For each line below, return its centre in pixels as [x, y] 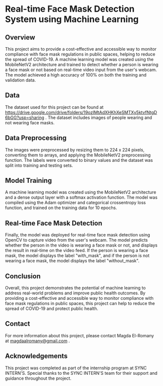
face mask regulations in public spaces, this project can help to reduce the [80, 304]
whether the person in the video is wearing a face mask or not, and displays [81, 245]
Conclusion [23, 276]
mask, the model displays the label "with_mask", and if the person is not [77, 256]
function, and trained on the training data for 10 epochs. [61, 208]
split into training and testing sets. [39, 165]
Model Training [29, 181]
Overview [20, 37]
